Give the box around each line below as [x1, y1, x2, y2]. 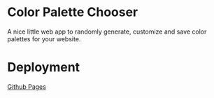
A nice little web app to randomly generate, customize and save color [7, 27, 207, 36]
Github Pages [7, 82, 47, 91]
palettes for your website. [7, 34, 81, 43]
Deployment [7, 59, 80, 76]
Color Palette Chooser [7, 4, 138, 20]
